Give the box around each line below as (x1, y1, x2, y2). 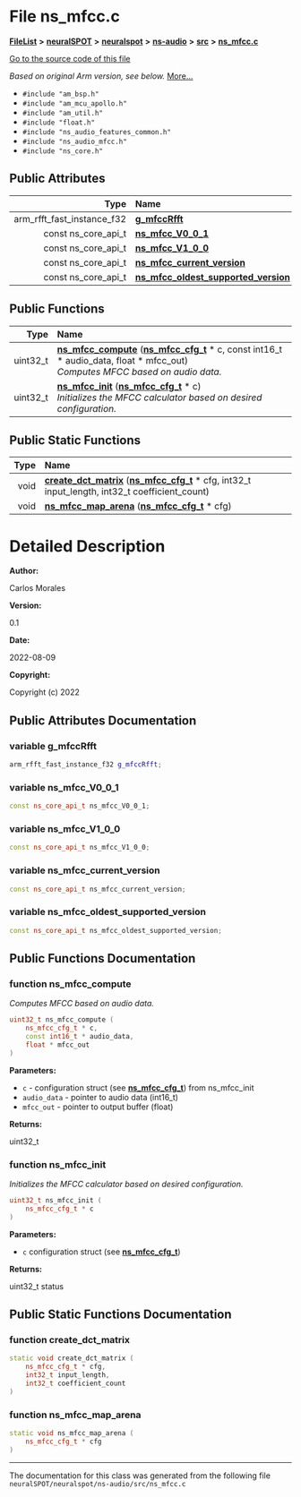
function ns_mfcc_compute (9, 978, 132, 990)
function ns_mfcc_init (9, 1158, 107, 1170)
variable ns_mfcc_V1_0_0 (9, 822, 121, 834)
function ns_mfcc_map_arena (9, 1408, 142, 1421)
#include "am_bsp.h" (21, 90, 99, 98)
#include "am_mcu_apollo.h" (21, 98, 127, 108)
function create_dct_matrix (9, 1333, 131, 1346)
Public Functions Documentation (9, 951, 196, 966)
